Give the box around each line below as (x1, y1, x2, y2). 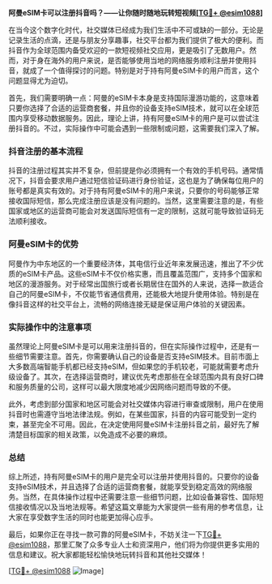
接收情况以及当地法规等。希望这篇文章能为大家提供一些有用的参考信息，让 (15, 502, 264, 512)
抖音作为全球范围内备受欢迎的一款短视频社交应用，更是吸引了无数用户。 (8, 45, 249, 55)
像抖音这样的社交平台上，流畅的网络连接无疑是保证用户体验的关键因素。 (8, 299, 249, 309)
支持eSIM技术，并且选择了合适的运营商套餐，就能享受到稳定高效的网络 (8, 482, 245, 492)
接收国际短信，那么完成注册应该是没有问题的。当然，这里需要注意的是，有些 (8, 196, 264, 206)
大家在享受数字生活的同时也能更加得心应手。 (8, 513, 158, 522)
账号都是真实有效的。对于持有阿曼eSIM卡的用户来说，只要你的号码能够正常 (8, 186, 260, 195)
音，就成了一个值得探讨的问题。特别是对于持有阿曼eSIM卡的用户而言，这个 (8, 66, 260, 75)
